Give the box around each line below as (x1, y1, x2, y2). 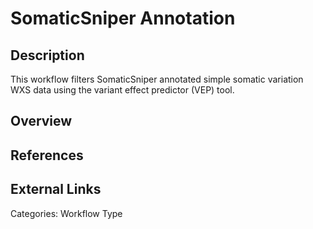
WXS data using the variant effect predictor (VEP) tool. (10, 84, 235, 96)
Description (10, 47, 85, 64)
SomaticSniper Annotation (10, 7, 236, 30)
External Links (10, 181, 102, 198)
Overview (10, 113, 73, 130)
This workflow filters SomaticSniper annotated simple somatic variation (10, 73, 304, 85)
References (10, 147, 84, 164)
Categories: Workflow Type (10, 207, 123, 219)
